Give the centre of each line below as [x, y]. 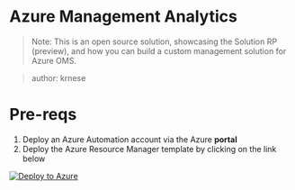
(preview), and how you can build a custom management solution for [159, 50]
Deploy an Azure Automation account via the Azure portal [130, 139]
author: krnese [58, 77]
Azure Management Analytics [124, 17]
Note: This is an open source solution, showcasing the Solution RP [154, 41]
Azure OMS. [54, 60]
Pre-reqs [43, 115]
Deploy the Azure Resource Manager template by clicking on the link [149, 149]
